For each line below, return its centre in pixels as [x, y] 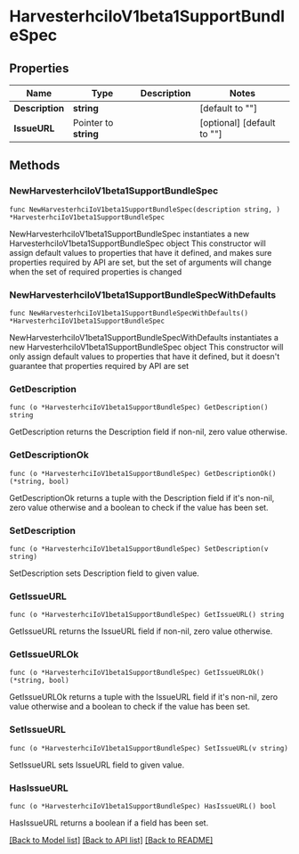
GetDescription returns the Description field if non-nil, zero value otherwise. [148, 432]
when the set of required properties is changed [96, 271]
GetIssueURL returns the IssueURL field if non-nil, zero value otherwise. [141, 631]
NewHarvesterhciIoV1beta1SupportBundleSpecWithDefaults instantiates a [144, 337]
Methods [35, 165]
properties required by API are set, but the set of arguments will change [141, 262]
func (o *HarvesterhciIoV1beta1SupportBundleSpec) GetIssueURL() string [147, 615]
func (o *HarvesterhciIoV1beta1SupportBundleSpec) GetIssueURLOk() [137, 673]
